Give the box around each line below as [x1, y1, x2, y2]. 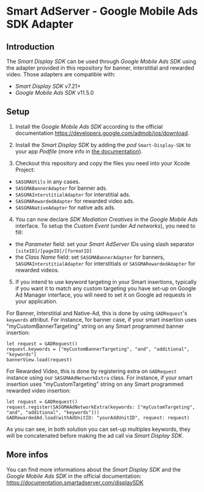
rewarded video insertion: [6, 386, 71, 394]
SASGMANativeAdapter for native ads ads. [15, 203, 116, 211]
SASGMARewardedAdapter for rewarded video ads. [15, 197, 135, 204]
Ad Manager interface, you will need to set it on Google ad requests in [15, 291, 192, 298]
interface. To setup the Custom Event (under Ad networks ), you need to [15, 222, 195, 230]
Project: [15, 166, 35, 173]
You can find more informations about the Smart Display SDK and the [6, 466, 181, 473]
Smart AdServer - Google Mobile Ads [6, 4, 199, 18]
